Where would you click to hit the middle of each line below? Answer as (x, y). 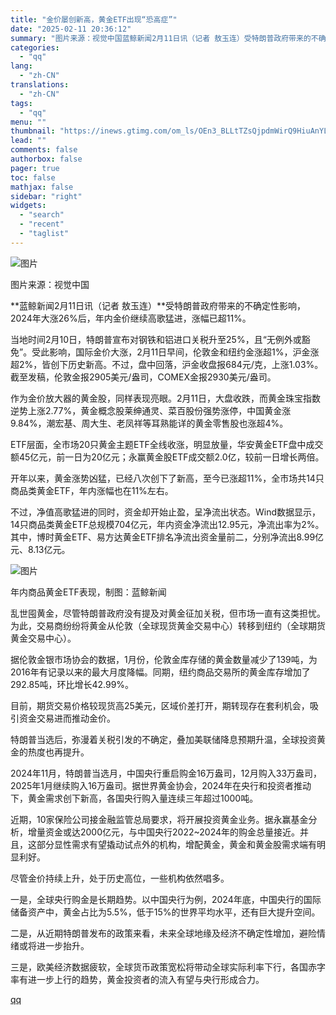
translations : (40, 85)
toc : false (33, 177)
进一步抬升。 (63, 945)
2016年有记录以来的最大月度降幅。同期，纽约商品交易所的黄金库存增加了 (160, 672)
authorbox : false (46, 159)
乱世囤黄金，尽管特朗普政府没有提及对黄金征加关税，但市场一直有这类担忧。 (168, 613)
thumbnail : (33, 131)
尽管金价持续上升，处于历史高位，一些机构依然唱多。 (120, 878)
